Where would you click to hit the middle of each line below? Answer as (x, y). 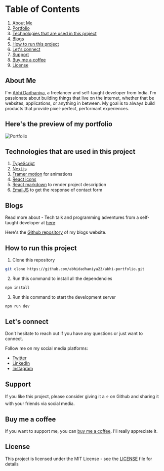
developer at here (38, 223)
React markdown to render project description (59, 185)
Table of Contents (42, 9)
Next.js (20, 169)
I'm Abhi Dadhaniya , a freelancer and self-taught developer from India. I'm (81, 92)
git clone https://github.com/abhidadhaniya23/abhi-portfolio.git (75, 269)
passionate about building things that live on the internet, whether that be (80, 98)
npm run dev (17, 306)
